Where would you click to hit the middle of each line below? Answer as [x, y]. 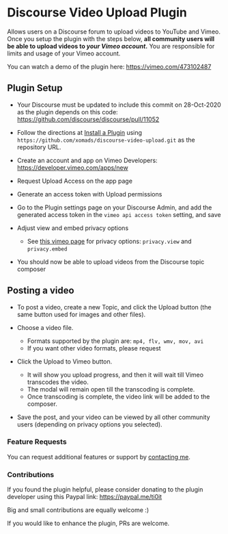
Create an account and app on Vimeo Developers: [87, 160]
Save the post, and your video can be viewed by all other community [113, 417]
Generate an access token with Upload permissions [89, 194]
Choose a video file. [45, 327]
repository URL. [39, 147]
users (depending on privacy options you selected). [89, 424]
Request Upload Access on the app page [75, 181]
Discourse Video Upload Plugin [97, 13]
